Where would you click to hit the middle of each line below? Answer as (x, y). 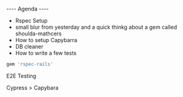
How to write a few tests (46, 53)
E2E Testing (21, 76)
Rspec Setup (31, 20)
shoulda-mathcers (39, 34)
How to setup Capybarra (46, 40)
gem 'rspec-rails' (30, 64)
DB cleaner (29, 46)
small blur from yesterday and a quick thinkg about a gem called (96, 27)
